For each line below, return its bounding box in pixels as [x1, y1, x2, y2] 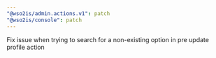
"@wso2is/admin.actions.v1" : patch [6, 10, 110, 17]
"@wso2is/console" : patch [6, 17, 82, 23]
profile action [6, 43, 45, 51]
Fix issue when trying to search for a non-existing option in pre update [6, 35, 209, 43]
